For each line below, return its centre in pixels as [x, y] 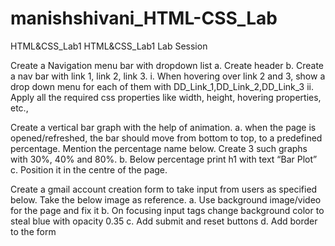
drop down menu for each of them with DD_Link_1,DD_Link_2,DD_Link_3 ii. [162, 86]
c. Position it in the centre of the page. [89, 169]
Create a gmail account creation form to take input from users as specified [164, 189]
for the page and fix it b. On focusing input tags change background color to [167, 210]
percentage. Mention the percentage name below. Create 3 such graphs [159, 148]
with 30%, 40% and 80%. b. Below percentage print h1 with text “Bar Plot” [164, 159]
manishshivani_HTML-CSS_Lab [144, 18]
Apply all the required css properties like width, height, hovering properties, [166, 97]
